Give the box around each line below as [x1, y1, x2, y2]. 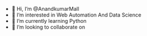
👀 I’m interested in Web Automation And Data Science [11, 11, 142, 18]
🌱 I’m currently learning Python [11, 18, 87, 24]
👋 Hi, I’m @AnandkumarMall [11, 6, 80, 12]
